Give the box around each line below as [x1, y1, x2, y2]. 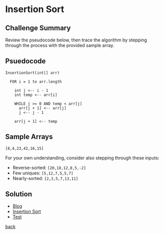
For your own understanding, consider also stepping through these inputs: [5, 155, 160, 161]
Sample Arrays [5, 133, 53, 141]
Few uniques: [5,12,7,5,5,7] [12, 170, 74, 176]
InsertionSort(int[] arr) [5, 70, 60, 75]
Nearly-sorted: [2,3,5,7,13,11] [12, 175, 79, 181]
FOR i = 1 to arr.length [10, 79, 62, 84]
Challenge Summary [5, 24, 71, 32]
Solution [5, 190, 32, 199]
